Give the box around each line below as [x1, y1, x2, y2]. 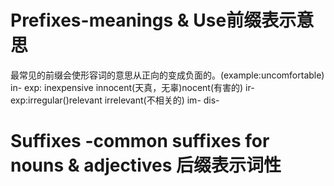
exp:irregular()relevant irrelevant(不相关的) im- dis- [10, 94, 220, 106]
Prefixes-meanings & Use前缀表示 [10, 9, 297, 32]
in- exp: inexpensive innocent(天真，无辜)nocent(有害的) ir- [10, 81, 255, 93]
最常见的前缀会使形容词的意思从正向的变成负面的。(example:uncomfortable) [10, 69, 325, 81]
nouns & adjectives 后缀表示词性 [10, 154, 282, 177]
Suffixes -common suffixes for [10, 130, 270, 153]
